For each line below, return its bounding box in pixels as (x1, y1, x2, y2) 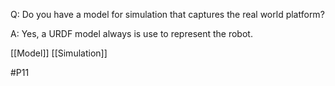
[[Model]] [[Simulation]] (10, 47, 108, 59)
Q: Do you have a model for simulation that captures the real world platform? (10, 9, 325, 20)
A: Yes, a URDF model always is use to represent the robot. (10, 28, 253, 39)
